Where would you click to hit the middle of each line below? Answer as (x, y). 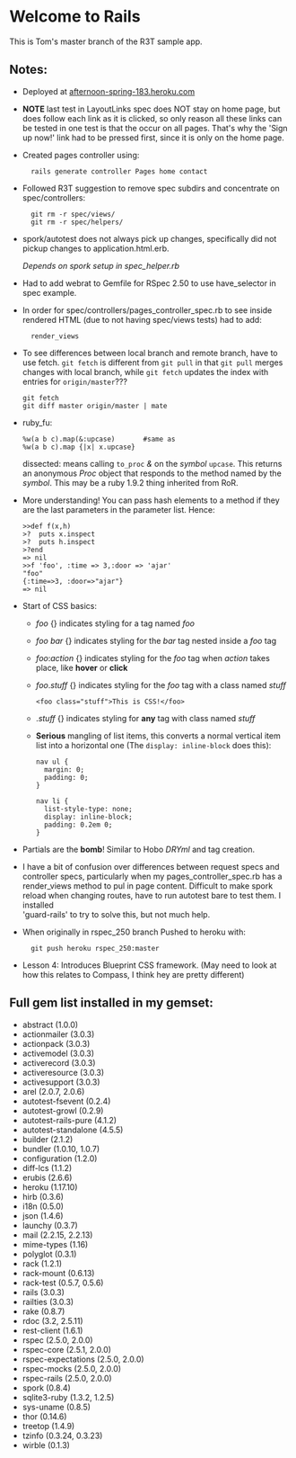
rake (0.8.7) (44, 1311)
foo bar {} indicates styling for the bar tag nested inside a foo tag (156, 640)
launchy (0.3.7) (50, 1225)
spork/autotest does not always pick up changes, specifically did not (149, 238)
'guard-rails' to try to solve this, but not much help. (116, 914)
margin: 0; (64, 769)
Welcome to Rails (75, 17)
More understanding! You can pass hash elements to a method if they (151, 500)
